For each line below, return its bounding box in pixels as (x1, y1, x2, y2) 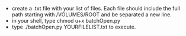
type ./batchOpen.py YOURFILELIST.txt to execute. (11, 23, 136, 30)
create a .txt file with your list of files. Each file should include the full (11, 5, 181, 12)
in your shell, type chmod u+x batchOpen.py (11, 17, 120, 24)
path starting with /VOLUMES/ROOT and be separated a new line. (11, 11, 172, 18)
